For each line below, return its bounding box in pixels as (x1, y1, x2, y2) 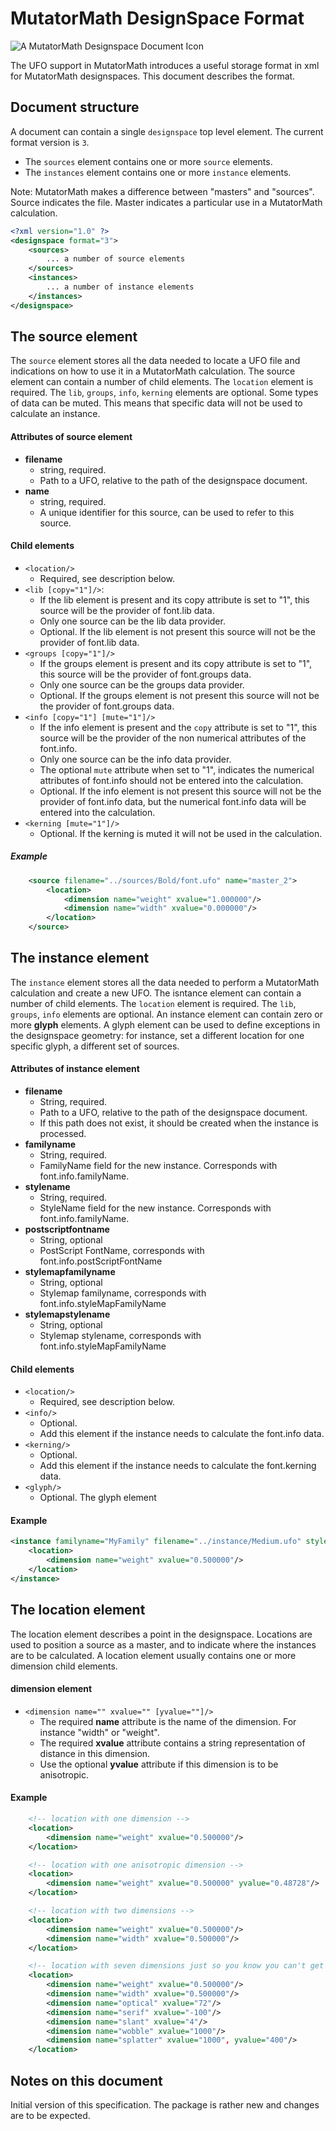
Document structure (10, 99, 140, 116)
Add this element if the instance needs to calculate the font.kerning (39, 1460, 317, 1472)
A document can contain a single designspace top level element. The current (10, 125, 324, 137)
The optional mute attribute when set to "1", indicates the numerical (39, 763, 315, 776)
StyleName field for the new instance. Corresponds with (39, 1202, 272, 1214)
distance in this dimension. (39, 1747, 151, 1759)
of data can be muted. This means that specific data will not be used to (10, 397, 303, 409)
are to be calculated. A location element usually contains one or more (10, 1649, 297, 1661)
